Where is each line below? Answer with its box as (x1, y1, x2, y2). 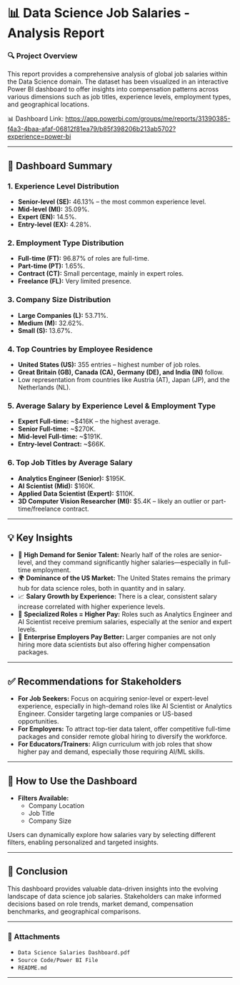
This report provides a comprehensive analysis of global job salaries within (7, 70, 228, 79)
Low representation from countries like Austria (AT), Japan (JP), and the (17, 376, 230, 384)
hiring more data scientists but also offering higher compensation (17, 640, 211, 649)
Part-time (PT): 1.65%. (17, 261, 86, 271)
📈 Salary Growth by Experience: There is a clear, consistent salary (17, 592, 218, 601)
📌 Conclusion (7, 865, 68, 878)
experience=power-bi (7, 132, 71, 141)
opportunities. (17, 717, 59, 726)
